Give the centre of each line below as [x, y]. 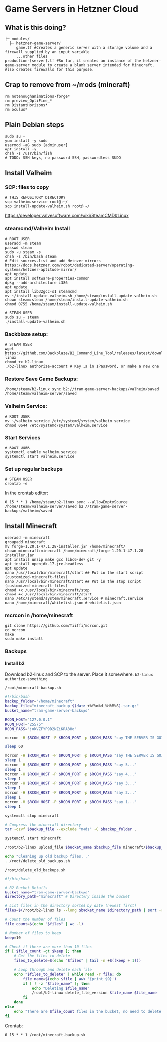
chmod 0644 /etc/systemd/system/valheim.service [56, 425]
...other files [32, 56]
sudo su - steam [22, 317]
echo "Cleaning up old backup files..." [48, 856]
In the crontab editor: [27, 493]
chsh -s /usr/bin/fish [29, 153]
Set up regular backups [34, 469]
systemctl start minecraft [33, 838]
